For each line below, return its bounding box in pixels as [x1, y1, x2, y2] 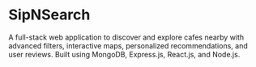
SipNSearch [8, 6, 91, 24]
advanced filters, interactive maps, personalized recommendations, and [8, 40, 249, 50]
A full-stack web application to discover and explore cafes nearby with [8, 32, 245, 42]
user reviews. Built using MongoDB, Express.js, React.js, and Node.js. [8, 49, 241, 59]
